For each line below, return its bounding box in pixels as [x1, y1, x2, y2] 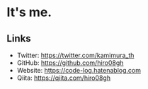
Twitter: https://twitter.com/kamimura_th [16, 51, 135, 59]
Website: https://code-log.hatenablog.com [16, 66, 141, 74]
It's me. [6, 4, 52, 20]
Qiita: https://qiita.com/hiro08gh [16, 73, 111, 82]
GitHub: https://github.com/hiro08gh [16, 59, 124, 67]
